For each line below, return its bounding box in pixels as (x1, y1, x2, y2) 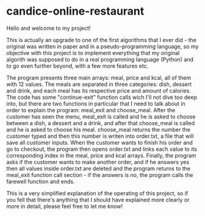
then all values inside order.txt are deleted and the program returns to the (6, 165, 191, 172)
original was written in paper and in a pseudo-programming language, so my (6, 43, 199, 50)
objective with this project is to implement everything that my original (6, 49, 180, 56)
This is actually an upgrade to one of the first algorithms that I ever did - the (6, 36, 197, 43)
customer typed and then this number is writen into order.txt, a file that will (6, 132, 194, 140)
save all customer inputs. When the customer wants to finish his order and (6, 139, 193, 146)
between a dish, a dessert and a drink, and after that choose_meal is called (6, 119, 195, 126)
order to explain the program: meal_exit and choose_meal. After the (6, 106, 176, 113)
